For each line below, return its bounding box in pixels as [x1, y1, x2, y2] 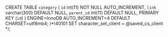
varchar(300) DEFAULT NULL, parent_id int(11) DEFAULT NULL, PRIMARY [5, 10, 159, 16]
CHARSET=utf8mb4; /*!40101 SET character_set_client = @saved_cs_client [5, 20, 163, 26]
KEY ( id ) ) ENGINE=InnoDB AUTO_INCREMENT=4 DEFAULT [5, 15, 131, 21]
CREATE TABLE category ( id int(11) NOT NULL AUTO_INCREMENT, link [5, 5, 156, 10]
